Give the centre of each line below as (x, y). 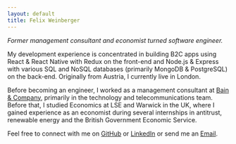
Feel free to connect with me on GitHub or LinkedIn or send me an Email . (113, 133)
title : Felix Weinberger (44, 20)
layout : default (31, 14)
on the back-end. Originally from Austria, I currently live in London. (104, 76)
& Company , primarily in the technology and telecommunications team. (110, 97)
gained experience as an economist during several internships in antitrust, (115, 112)
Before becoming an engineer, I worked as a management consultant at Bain (118, 90)
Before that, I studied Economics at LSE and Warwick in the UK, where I (111, 105)
